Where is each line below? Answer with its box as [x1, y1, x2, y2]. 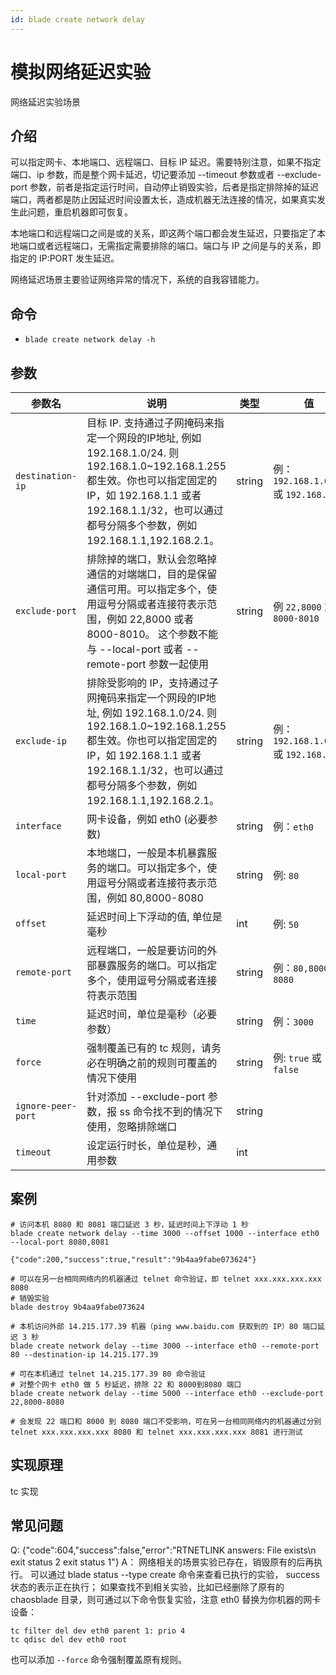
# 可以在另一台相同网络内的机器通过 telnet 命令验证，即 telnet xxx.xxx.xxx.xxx [10, 1274, 322, 1284]
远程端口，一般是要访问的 [86, 944, 208, 957]
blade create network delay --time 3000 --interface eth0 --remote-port [10, 1341, 320, 1351]
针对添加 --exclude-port [86, 1090, 206, 1103]
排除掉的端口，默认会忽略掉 [86, 552, 218, 566]
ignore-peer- [15, 1101, 78, 1111]
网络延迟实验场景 [10, 96, 81, 108]
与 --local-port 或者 [86, 642, 184, 656]
